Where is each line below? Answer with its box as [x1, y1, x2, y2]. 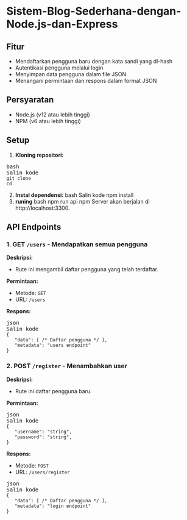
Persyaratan [6, 94, 54, 105]
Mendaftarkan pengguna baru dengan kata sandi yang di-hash [15, 58, 173, 65]
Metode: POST [15, 461, 49, 469]
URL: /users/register [15, 468, 70, 475]
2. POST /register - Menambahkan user [6, 362, 128, 370]
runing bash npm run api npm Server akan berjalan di [15, 198, 150, 205]
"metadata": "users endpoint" [14, 343, 91, 349]
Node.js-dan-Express [6, 17, 118, 31]
